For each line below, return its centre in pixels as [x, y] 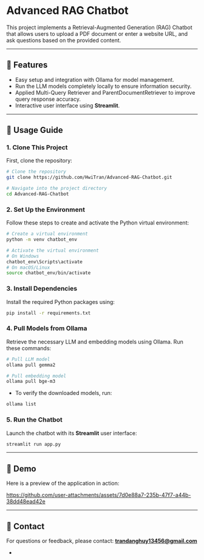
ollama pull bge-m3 [31, 382]
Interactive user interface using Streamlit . [67, 105]
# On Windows [23, 256]
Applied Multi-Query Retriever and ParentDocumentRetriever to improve [105, 92]
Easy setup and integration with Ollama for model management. [94, 79]
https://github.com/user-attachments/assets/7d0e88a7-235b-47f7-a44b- [99, 495]
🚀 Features [27, 65]
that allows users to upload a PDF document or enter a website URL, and [97, 33]
